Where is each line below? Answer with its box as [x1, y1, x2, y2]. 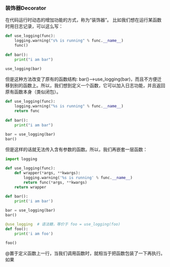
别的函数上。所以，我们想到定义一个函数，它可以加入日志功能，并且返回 [14, 83, 165, 89]
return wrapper [14, 184, 47, 189]
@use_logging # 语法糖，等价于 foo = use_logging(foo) [5, 221, 121, 226]
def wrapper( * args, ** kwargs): [14, 170, 81, 175]
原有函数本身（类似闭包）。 [5, 89, 61, 95]
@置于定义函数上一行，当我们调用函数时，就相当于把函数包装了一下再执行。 [5, 250, 165, 256]
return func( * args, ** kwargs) [23, 180, 87, 185]
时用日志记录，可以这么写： [5, 23, 63, 29]
